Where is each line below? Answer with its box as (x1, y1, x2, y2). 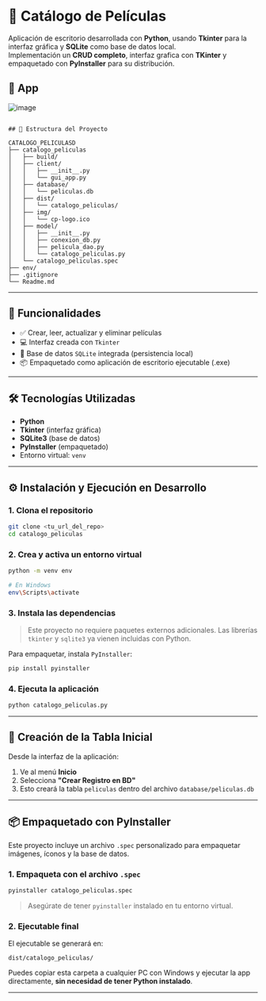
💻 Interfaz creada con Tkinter (19, 337, 120, 347)
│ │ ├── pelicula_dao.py (8, 243, 104, 251)
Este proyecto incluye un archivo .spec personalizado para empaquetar (8, 840, 241, 850)
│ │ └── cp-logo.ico (8, 215, 90, 223)
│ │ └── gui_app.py (8, 174, 87, 182)
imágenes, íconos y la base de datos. (8, 849, 130, 858)
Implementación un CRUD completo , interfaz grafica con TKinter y (8, 50, 227, 59)
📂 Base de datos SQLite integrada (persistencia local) (19, 348, 194, 358)
